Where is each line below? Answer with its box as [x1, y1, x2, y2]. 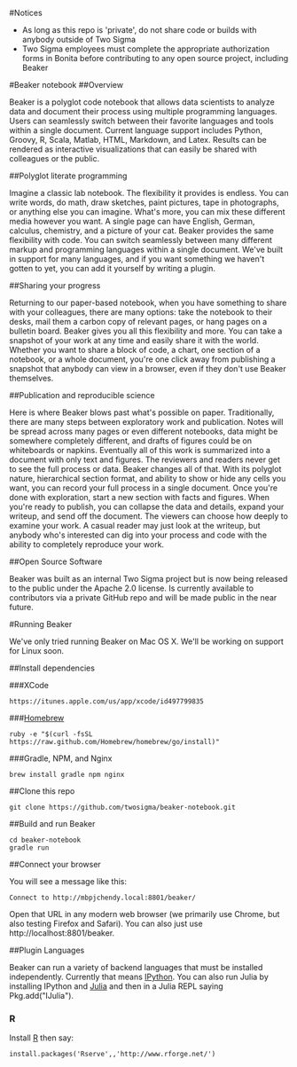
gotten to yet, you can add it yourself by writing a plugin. [9, 263, 215, 273]
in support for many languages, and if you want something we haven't [9, 254, 265, 264]
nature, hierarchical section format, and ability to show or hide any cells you [9, 474, 286, 483]
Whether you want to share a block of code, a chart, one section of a [9, 345, 261, 355]
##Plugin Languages [9, 945, 85, 955]
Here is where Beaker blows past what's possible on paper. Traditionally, [9, 407, 275, 418]
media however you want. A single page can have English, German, [9, 216, 255, 226]
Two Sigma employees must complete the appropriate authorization [21, 43, 270, 54]
